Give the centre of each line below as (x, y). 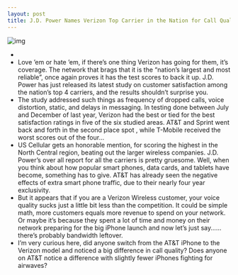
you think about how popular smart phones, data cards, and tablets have (124, 167)
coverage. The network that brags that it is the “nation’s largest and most (124, 69)
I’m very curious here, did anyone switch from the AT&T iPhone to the (119, 242)
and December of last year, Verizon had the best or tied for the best (116, 115)
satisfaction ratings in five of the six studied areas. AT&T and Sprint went (124, 122)
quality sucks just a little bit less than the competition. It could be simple (123, 205)
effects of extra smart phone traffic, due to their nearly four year (111, 182)
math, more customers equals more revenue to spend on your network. (121, 213)
